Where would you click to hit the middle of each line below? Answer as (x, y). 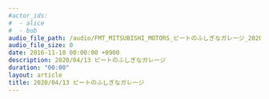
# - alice (26, 23)
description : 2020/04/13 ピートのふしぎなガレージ (87, 61)
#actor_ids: (28, 16)
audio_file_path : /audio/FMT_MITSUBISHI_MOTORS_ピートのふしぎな (115, 38)
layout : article (35, 75)
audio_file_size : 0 (41, 46)
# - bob (23, 30)
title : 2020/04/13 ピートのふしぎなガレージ (76, 82)
